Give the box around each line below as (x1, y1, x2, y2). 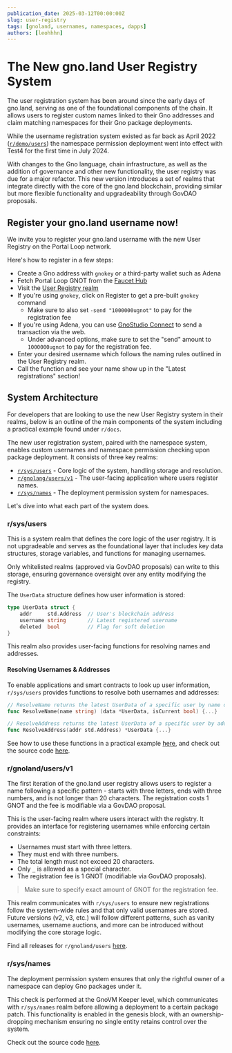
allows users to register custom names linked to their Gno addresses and (7, 111, 215, 119)
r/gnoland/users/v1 (7, 764, 73, 773)
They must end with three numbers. (17, 850, 119, 858)
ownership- (191, 1009, 224, 1018)
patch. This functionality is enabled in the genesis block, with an (7, 1009, 190, 1018)
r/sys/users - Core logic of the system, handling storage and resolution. (17, 466, 223, 474)
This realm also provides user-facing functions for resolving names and (7, 642, 211, 650)
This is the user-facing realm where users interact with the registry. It (7, 815, 204, 823)
